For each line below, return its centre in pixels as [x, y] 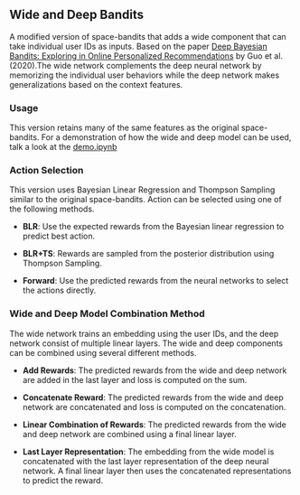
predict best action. [59, 236]
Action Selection [47, 171]
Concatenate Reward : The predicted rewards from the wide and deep [153, 397]
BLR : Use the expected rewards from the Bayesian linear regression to [153, 227]
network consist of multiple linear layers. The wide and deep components [146, 343]
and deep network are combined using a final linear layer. [129, 434]
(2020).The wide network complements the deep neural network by [136, 65]
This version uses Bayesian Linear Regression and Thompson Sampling [142, 190]
